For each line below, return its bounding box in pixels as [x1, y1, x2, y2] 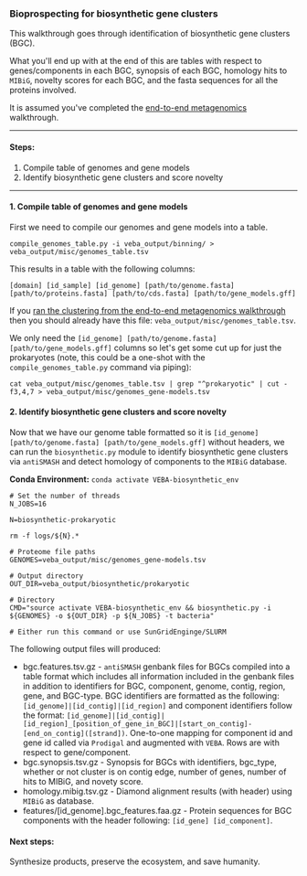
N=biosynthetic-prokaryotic [9, 515, 117, 524]
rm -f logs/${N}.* [9, 531, 79, 540]
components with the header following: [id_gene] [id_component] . [22, 815, 273, 826]
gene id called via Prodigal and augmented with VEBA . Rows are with [22, 737, 281, 748]
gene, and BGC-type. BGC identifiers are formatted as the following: [22, 689, 281, 701]
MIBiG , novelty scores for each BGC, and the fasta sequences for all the [9, 75, 279, 86]
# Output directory [9, 571, 84, 581]
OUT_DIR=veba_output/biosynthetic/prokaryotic [9, 579, 190, 588]
